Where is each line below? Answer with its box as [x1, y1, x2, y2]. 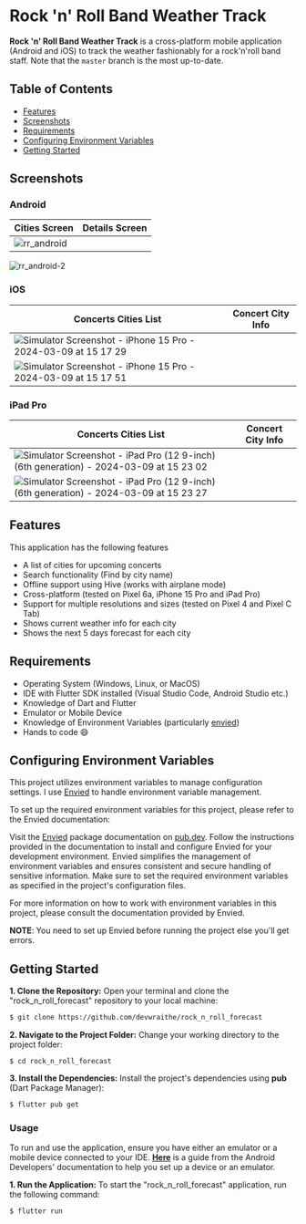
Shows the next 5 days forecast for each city [22, 627, 191, 638]
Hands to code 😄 [22, 726, 89, 737]
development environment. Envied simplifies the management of [9, 851, 251, 862]
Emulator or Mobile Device [22, 707, 123, 718]
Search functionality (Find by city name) [22, 569, 174, 580]
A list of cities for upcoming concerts [22, 559, 162, 570]
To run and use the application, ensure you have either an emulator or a [9, 1142, 278, 1154]
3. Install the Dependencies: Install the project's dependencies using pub [9, 1073, 287, 1084]
